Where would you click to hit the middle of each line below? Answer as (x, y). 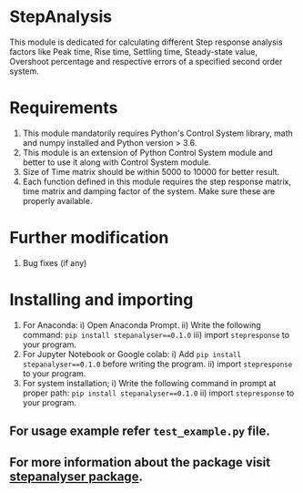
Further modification (89, 238)
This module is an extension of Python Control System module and (147, 152)
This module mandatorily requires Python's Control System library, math (158, 133)
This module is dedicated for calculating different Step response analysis (146, 42)
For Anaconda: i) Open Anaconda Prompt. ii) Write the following (141, 324)
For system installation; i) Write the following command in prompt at (149, 383)
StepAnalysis (61, 17)
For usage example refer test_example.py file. (140, 431)
